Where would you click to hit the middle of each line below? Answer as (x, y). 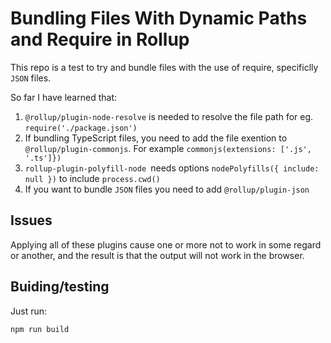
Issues (31, 220)
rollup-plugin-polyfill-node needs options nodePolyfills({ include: (172, 168)
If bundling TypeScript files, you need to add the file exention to (156, 138)
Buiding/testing (60, 287)
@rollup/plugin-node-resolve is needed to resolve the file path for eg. (169, 116)
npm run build (40, 329)
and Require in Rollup (100, 39)
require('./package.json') (81, 128)
